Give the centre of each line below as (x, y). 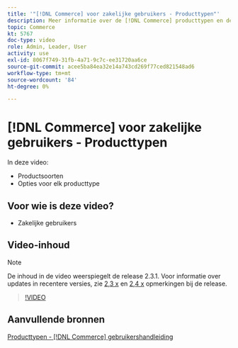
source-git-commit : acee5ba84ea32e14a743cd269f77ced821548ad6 (101, 67)
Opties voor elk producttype (59, 184)
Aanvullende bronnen (56, 320)
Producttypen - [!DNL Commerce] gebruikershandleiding (90, 337)
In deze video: (28, 162)
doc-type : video (31, 40)
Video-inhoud (39, 245)
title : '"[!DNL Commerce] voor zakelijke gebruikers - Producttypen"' (114, 14)
